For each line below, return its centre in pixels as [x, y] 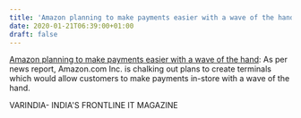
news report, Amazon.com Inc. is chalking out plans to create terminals [140, 69]
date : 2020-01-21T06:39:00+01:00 [72, 26]
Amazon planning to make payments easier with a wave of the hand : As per [149, 60]
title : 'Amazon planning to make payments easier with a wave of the [142, 17]
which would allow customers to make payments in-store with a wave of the [150, 79]
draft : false [34, 34]
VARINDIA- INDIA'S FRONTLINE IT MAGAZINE [94, 105]
